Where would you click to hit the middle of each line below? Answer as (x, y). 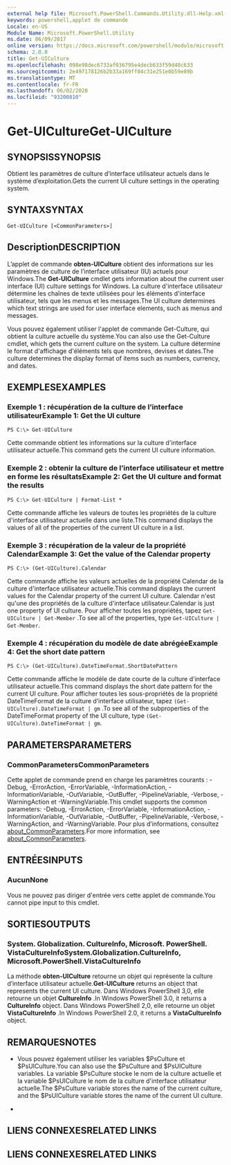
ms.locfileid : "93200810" (44, 98)
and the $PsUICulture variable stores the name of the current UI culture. (120, 1096)
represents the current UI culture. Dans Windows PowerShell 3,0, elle (106, 991)
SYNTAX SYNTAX (46, 210)
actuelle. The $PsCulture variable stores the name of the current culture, (120, 1088)
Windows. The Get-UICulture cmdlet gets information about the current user (115, 278)
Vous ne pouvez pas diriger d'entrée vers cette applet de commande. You (111, 895)
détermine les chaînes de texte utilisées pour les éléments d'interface (106, 293)
